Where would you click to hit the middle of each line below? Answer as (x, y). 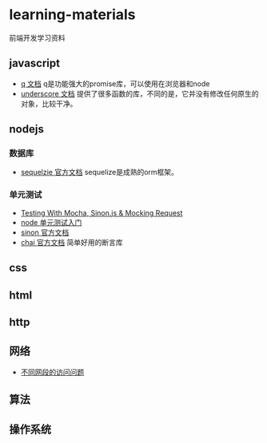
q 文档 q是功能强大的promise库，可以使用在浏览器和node (115, 83)
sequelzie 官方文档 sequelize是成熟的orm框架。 (100, 172)
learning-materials (72, 15)
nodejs (27, 129)
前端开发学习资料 (37, 38)
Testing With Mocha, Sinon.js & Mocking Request (102, 212)
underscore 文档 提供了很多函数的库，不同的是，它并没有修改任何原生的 (139, 93)
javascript (35, 63)
